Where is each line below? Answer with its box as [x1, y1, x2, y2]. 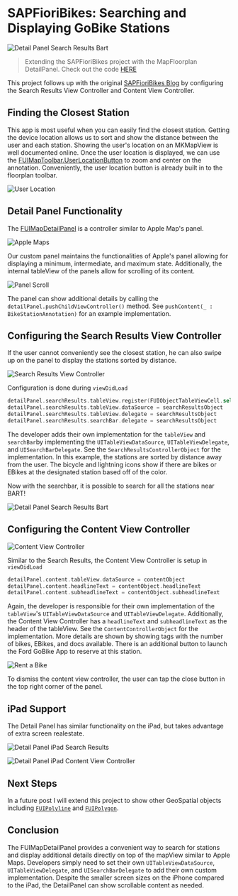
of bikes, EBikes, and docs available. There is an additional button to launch [7, 640, 228, 648]
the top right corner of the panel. [7, 682, 103, 691]
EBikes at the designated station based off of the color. [7, 467, 168, 476]
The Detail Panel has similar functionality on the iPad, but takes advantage [7, 722, 225, 731]
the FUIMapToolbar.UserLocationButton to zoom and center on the [7, 155, 202, 164]
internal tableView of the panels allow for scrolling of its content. [7, 266, 195, 275]
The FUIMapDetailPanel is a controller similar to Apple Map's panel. [7, 224, 204, 232]
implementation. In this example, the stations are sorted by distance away [7, 452, 222, 461]
